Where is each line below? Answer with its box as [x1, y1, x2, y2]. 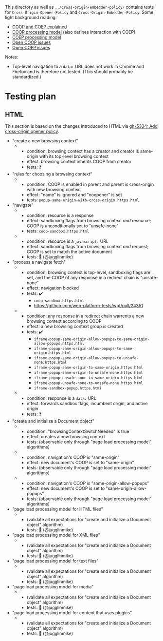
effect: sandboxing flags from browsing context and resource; [26, 218, 151, 223]
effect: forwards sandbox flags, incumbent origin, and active [26, 401, 148, 406]
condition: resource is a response [26, 213, 94, 218]
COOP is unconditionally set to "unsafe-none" [26, 223, 119, 229]
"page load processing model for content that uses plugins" [12, 610, 132, 616]
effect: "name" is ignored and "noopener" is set [26, 192, 123, 197]
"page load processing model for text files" [12, 558, 99, 563]
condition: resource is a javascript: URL [26, 238, 109, 244]
